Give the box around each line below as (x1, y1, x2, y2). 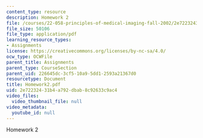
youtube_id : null (11, 110, 56, 116)
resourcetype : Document (6, 76, 66, 82)
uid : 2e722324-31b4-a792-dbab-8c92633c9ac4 (6, 87, 118, 93)
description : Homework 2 (6, 14, 69, 20)
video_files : (6, 93, 39, 99)
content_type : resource (6, 8, 66, 15)
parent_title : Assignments (6, 59, 74, 65)
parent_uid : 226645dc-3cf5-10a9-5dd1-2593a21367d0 (6, 71, 137, 77)
